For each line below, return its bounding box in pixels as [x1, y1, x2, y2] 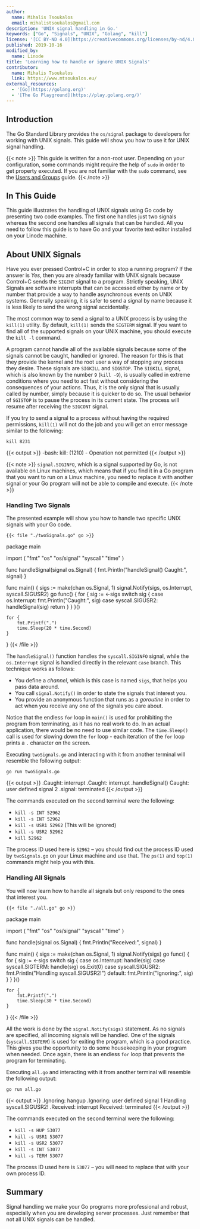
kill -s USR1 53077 [14, 1134, 64, 1140]
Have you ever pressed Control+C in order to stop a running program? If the [6, 266, 192, 273]
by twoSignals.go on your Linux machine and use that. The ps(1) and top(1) [6, 852, 193, 859]
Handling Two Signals [6, 501, 70, 510]
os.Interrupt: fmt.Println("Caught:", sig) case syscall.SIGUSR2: [6, 597, 158, 604]
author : [6, 8, 26, 15]
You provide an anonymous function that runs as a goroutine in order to [14, 696, 190, 703]
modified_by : [6, 48, 39, 54]
